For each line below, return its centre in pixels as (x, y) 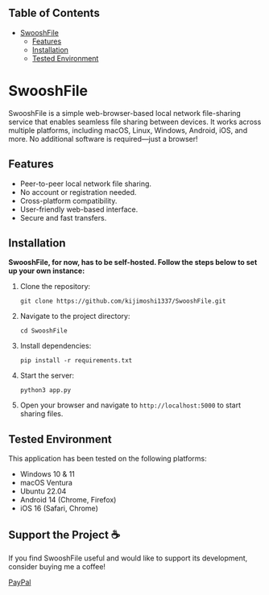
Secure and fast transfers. (63, 217)
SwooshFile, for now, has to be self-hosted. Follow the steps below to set (133, 262)
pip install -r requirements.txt (76, 361)
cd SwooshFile (43, 331)
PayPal (20, 582)
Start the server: (47, 376)
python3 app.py (46, 390)
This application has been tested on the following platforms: (108, 459)
